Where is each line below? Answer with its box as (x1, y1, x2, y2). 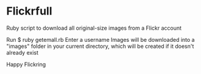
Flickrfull (6, 4, 53, 18)
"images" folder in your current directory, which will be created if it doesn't (6, 42, 194, 50)
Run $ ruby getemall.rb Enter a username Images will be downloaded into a (6, 36, 195, 43)
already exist (6, 49, 38, 56)
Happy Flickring (6, 61, 46, 68)
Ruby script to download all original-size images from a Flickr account (6, 24, 182, 32)
